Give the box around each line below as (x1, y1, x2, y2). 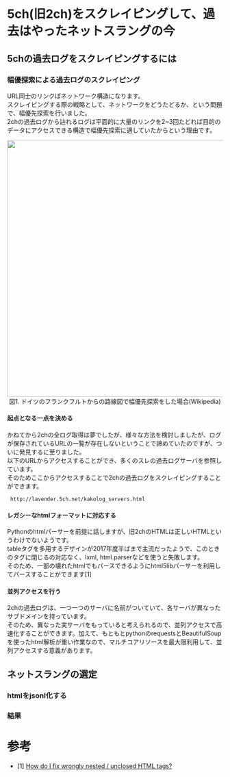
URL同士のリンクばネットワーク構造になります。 (7, 92, 144, 100)
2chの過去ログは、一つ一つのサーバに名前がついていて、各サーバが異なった (7, 604, 221, 612)
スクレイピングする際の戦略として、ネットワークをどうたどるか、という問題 (7, 100, 222, 108)
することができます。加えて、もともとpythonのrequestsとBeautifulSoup (18, 629, 222, 637)
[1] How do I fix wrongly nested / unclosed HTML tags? (16, 761, 172, 770)
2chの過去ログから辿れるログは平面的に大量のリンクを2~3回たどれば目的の (7, 117, 221, 125)
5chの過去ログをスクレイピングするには (7, 53, 177, 64)
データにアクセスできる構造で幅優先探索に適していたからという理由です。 (7, 126, 216, 134)
